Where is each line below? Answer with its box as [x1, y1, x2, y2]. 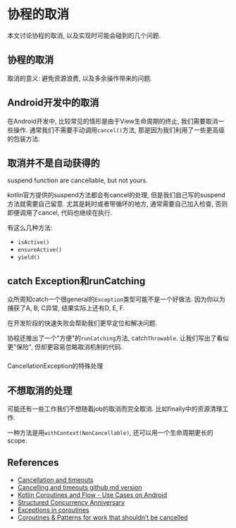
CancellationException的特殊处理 [7, 362, 104, 370]
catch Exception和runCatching [7, 275, 146, 287]
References [7, 457, 59, 469]
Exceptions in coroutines [17, 505, 89, 514]
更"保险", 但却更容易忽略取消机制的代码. [7, 343, 123, 351]
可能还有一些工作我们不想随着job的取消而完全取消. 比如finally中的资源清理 [7, 404, 223, 413]
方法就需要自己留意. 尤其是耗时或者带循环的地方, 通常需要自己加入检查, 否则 [7, 199, 228, 209]
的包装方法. [7, 134, 41, 143]
